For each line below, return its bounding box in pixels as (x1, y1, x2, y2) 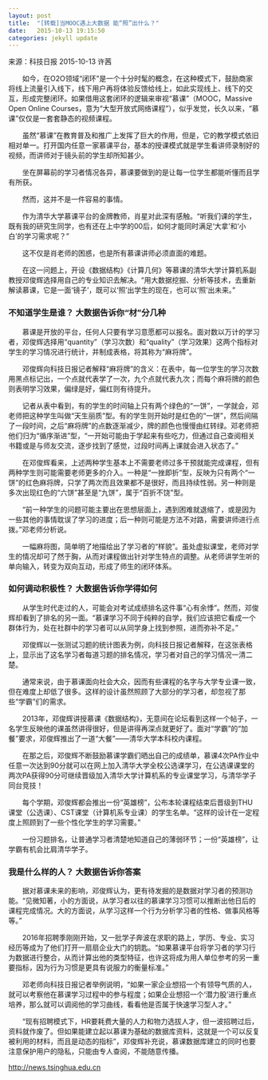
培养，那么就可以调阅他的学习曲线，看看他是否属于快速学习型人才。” (8, 999, 232, 1010)
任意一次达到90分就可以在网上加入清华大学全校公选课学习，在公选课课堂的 (8, 760, 255, 770)
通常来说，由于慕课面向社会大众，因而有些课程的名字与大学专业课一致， (22, 676, 260, 686)
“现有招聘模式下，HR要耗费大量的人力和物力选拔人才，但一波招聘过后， (22, 1017, 259, 1027)
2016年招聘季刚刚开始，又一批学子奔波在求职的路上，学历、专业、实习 (22, 933, 255, 943)
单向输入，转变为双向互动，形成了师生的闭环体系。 (8, 561, 176, 571)
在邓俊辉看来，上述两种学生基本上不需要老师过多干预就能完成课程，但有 (22, 457, 260, 467)
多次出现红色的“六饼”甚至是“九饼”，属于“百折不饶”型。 (8, 488, 187, 497)
